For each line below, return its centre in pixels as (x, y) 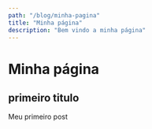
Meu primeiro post (38, 117)
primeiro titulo (44, 98)
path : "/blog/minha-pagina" (54, 15)
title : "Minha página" (45, 23)
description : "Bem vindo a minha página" (77, 30)
